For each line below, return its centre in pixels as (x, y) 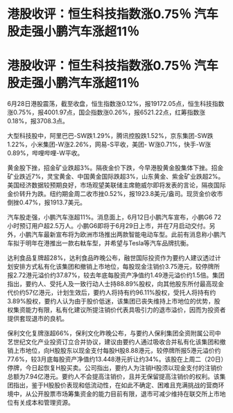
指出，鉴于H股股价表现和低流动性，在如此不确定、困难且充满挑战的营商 (115, 385)
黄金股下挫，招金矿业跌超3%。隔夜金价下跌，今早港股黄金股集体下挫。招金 (115, 168)
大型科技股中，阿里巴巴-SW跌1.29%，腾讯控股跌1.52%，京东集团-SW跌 (110, 136)
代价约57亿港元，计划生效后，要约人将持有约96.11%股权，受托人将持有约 (112, 292)
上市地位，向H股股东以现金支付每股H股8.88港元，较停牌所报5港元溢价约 (117, 351)
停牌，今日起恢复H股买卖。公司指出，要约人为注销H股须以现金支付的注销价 (115, 368)
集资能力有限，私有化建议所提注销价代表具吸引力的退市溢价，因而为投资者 (119, 310)
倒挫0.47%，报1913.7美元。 (47, 202)
